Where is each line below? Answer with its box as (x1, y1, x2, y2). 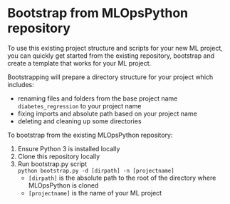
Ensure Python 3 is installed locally (17, 144, 120, 153)
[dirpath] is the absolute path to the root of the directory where (28, 173, 216, 182)
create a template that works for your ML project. (7, 58, 152, 67)
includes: (7, 80, 34, 88)
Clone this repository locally (17, 152, 100, 160)
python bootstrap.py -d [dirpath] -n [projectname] (17, 167, 174, 174)
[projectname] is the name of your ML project (28, 188, 162, 197)
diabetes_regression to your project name (17, 101, 142, 110)
